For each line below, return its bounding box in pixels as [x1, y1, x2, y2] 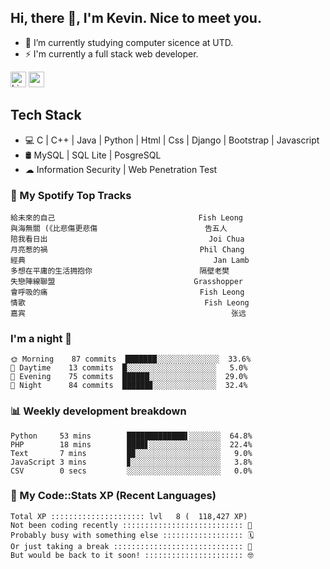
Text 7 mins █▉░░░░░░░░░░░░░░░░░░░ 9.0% [10, 448, 253, 458]
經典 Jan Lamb [10, 255, 250, 265]
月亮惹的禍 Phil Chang [10, 244, 245, 255]
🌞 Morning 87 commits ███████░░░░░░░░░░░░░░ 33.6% [10, 354, 252, 365]
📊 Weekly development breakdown [10, 404, 187, 418]
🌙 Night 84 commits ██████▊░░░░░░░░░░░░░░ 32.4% [10, 381, 248, 391]
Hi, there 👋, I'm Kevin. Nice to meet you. [10, 10, 262, 27]
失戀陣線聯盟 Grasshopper [10, 276, 244, 286]
